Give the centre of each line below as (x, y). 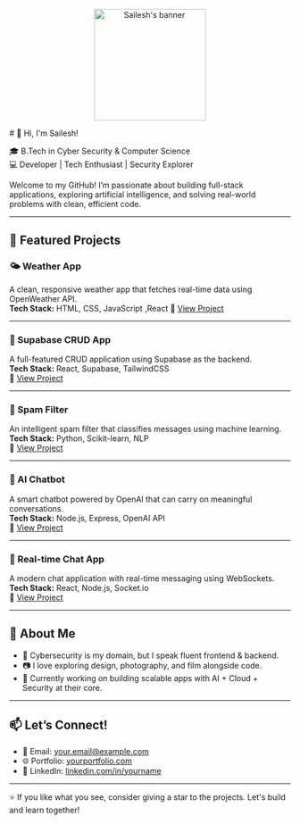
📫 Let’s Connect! (58, 725)
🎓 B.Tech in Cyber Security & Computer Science (100, 151)
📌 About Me (42, 634)
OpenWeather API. (43, 298)
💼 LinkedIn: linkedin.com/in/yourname (92, 770)
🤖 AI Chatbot (37, 479)
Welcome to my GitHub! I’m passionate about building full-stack (126, 185)
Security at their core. (62, 687)
